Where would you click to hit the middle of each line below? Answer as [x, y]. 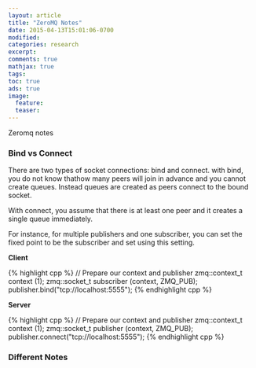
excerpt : [22, 52]
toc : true [24, 81]
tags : [17, 74]
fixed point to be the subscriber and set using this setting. [101, 243]
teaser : [28, 111]
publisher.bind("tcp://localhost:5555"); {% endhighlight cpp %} [110, 290]
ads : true [24, 88]
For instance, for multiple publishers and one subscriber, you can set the [125, 234]
